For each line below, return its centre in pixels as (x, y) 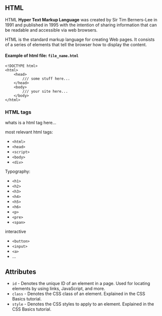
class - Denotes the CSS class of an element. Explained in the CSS (79, 294)
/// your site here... (45, 92)
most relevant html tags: (29, 132)
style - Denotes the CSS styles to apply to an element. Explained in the (83, 304)
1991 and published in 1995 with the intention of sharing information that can (81, 25)
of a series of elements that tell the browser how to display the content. (76, 44)
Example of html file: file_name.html (42, 56)
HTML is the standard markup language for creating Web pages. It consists (80, 39)
